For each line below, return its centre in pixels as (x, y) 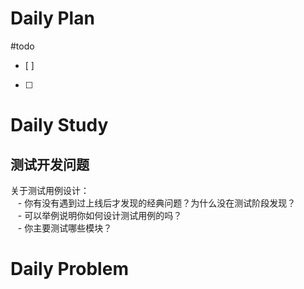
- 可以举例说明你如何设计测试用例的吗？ (100, 215)
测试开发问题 (50, 164)
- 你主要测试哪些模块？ (65, 228)
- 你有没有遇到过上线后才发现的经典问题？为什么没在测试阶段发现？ (157, 203)
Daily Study (59, 125)
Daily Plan (52, 18)
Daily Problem (69, 269)
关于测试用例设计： (50, 190)
